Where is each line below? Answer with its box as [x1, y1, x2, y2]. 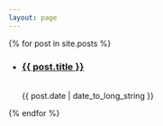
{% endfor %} [8, 107, 60, 118]
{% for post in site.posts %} [8, 38, 112, 49]
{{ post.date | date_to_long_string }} [21, 90, 154, 101]
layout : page [8, 13, 58, 22]
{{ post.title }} [21, 60, 85, 73]
